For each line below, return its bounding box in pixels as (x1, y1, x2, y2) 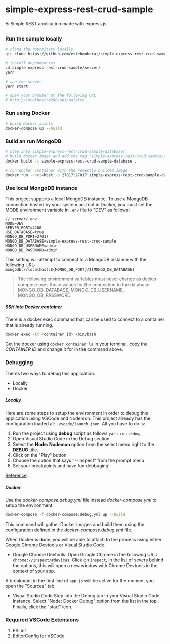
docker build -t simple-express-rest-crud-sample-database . (5, 158, 137, 164)
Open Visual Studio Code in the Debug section (12, 436, 110, 442)
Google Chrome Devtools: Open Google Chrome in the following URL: (12, 552, 158, 558)
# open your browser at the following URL (5, 93, 96, 98)
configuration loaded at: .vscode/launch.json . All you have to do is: (5, 421, 145, 427)
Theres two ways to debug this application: (5, 371, 95, 377)
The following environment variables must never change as (17, 276, 142, 282)
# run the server (5, 79, 42, 84)
